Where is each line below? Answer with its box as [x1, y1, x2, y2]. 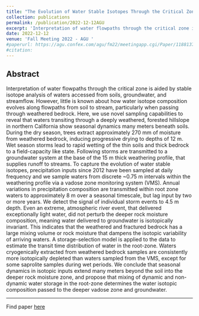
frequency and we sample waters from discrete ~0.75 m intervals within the [6, 173, 191, 180]
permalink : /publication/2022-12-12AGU [6, 20, 105, 25]
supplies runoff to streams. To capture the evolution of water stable [6, 160, 171, 167]
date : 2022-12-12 [6, 31, 49, 37]
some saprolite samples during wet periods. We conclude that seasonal [6, 261, 181, 268]
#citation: [6, 47, 33, 53]
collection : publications [6, 14, 70, 20]
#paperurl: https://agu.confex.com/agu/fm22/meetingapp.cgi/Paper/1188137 [6, 42, 195, 48]
